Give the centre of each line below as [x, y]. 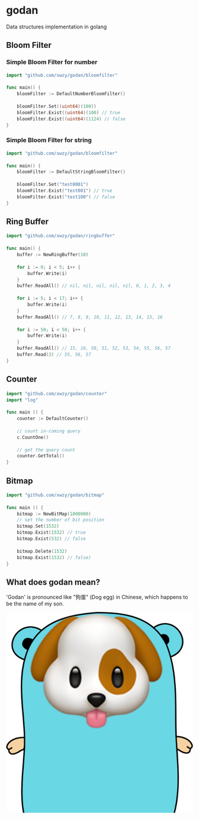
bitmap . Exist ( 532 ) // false [51, 539]
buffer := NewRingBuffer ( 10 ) [53, 255]
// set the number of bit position [61, 520]
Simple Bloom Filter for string [49, 140]
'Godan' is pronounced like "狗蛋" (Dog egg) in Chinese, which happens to [97, 597]
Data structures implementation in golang [57, 27]
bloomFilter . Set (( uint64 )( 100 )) [57, 107]
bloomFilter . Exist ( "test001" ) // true [65, 191]
